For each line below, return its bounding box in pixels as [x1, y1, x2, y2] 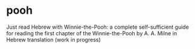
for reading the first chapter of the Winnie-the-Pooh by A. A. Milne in [6, 29, 177, 36]
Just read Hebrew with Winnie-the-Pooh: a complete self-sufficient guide [6, 23, 189, 30]
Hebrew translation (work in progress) [6, 36, 101, 43]
